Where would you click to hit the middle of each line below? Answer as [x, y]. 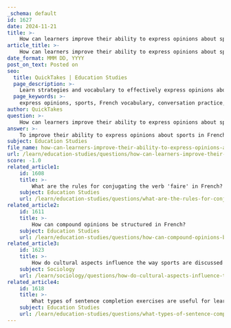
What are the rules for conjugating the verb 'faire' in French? [128, 186]
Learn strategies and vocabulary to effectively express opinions [117, 90]
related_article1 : [33, 167]
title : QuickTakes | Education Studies [70, 77]
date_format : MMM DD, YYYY [46, 58]
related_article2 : [33, 206]
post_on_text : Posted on [43, 65]
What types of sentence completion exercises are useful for [121, 301]
